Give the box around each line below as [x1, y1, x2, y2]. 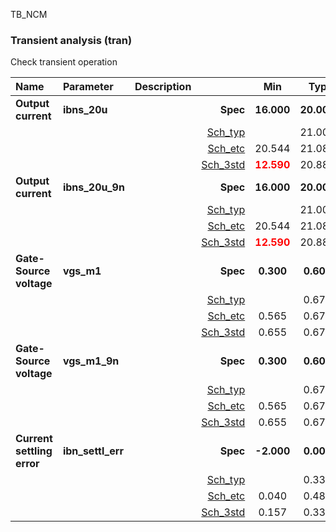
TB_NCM [10, 9, 48, 20]
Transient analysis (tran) [10, 33, 133, 47]
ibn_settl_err [62, 444, 124, 458]
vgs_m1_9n [62, 354, 120, 368]
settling [15, 444, 53, 458]
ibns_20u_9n [62, 180, 125, 194]
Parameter [62, 80, 114, 94]
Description [134, 80, 192, 94]
